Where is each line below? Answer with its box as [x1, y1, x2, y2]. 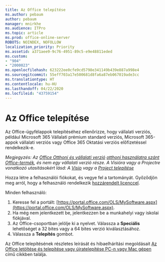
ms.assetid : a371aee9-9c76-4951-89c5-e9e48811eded [5, 49, 113, 54]
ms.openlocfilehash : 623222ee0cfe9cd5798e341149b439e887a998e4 [5, 68, 140, 73]
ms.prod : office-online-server [5, 35, 70, 40]
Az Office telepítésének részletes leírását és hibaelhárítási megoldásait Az [5, 241, 157, 247]
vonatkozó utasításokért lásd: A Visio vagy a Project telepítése [5, 165, 134, 171]
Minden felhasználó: [5, 190, 47, 196]
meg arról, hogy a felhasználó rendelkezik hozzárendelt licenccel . [5, 180, 140, 186]
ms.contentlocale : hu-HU [5, 81, 57, 86]
